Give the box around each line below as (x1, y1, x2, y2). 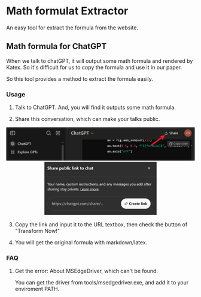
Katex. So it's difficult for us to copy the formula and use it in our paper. (6, 63, 182, 71)
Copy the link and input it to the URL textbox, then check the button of (14, 221, 188, 228)
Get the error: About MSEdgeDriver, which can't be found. (14, 268, 159, 275)
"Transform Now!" (14, 228, 60, 234)
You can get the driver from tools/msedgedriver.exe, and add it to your (14, 279, 189, 286)
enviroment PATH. (14, 286, 60, 293)
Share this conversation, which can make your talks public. (14, 116, 160, 123)
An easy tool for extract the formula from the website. (6, 24, 139, 31)
